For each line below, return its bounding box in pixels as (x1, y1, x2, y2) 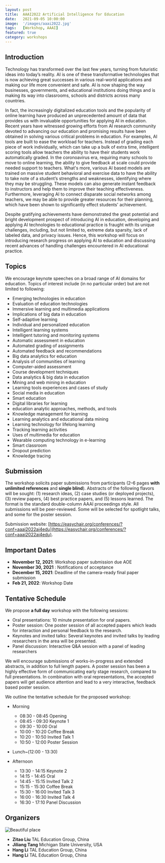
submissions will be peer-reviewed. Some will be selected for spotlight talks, (5, 507, 161, 512)
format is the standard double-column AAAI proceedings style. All (5, 501, 139, 507)
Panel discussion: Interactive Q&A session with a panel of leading (12, 643, 145, 649)
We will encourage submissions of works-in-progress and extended (5, 658, 143, 664)
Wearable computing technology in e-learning (12, 437, 106, 443)
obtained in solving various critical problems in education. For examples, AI (5, 133, 158, 139)
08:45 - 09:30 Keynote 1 (19, 718, 69, 724)
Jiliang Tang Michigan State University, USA (12, 841, 102, 847)
